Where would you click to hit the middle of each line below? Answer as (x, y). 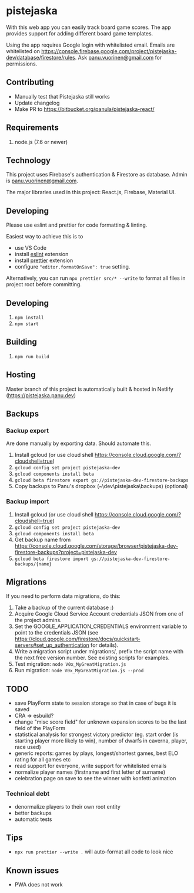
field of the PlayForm (40, 728)
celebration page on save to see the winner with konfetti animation (95, 778)
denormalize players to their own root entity (67, 806)
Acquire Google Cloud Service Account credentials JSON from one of (99, 614)
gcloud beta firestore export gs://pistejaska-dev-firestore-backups (102, 480)
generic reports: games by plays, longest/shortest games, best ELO (96, 753)
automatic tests (33, 819)
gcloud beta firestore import (52, 559)
